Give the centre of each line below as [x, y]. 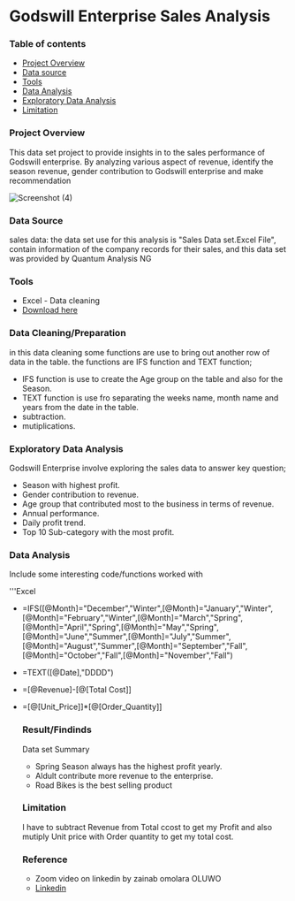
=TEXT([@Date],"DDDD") [68, 673]
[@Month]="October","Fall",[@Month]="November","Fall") [128, 655]
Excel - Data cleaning [61, 301]
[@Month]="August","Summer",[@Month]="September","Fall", [135, 646]
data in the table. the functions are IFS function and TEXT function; [131, 362]
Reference [45, 859]
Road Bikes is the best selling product [103, 785]
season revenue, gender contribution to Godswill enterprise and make [136, 171]
